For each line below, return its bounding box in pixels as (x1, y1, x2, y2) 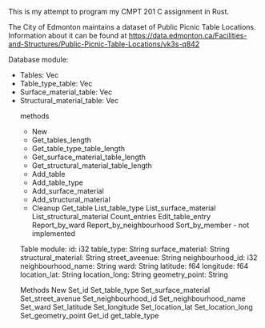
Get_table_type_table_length (31, 144, 126, 153)
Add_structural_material (31, 195, 110, 204)
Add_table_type (31, 178, 84, 187)
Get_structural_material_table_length (31, 161, 152, 170)
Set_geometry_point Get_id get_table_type (19, 311, 159, 320)
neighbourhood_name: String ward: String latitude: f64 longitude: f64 (19, 262, 249, 270)
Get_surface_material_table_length (31, 152, 147, 162)
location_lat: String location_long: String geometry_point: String (19, 270, 228, 279)
